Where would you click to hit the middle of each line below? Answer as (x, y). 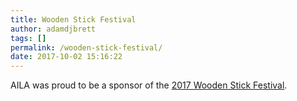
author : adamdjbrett (53, 29)
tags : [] (28, 38)
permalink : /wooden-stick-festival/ (86, 47)
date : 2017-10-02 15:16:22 (66, 57)
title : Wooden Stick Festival (73, 19)
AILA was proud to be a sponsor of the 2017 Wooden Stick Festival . (149, 85)
